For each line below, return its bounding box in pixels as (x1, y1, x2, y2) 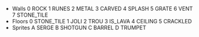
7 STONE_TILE (12, 11, 49, 18)
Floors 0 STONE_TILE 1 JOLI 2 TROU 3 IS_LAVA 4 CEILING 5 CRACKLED (12, 18, 192, 24)
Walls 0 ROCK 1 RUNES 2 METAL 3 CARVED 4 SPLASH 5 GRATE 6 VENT (12, 5, 193, 12)
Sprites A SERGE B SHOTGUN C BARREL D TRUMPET (12, 24, 147, 31)
